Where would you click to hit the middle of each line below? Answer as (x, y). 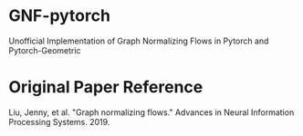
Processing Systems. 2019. (59, 121)
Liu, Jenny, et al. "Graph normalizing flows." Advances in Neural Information (151, 112)
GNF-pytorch (60, 16)
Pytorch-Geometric (45, 50)
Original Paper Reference (106, 87)
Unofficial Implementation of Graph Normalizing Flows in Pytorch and (139, 41)
